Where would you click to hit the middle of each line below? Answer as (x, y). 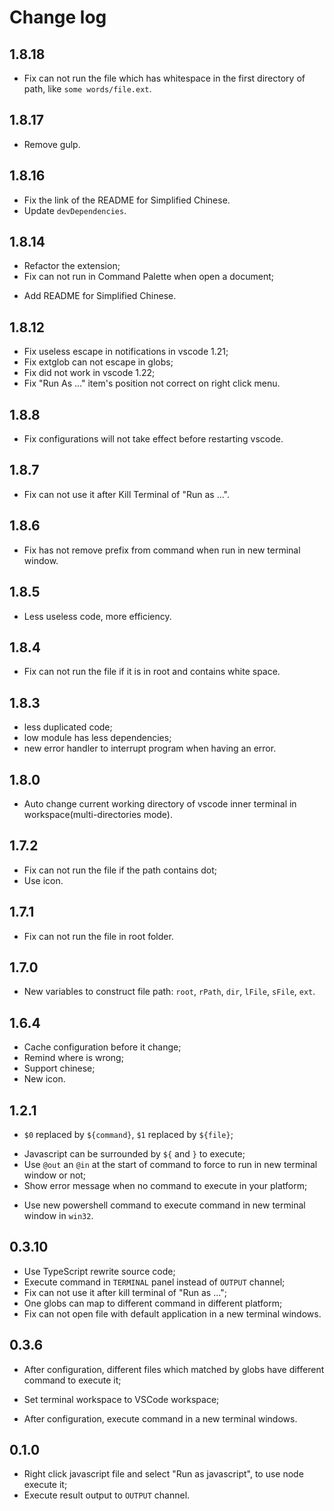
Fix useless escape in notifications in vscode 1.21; (126, 352)
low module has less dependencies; (97, 738)
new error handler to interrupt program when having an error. (150, 748)
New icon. (44, 1079)
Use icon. (43, 880)
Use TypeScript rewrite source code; (99, 1271)
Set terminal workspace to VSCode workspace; (121, 1399)
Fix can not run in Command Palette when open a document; (149, 277)
